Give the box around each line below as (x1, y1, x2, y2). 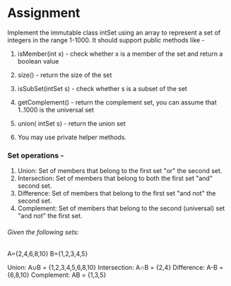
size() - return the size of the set (17, 71, 112, 79)
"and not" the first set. (17, 212, 83, 220)
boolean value (17, 56, 59, 65)
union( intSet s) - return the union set (17, 119, 126, 128)
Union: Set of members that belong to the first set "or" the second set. (17, 167, 223, 175)
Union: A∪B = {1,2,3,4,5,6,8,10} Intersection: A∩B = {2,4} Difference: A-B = (7, 263, 224, 272)
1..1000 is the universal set (17, 105, 94, 114)
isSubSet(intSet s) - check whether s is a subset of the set (17, 84, 187, 93)
